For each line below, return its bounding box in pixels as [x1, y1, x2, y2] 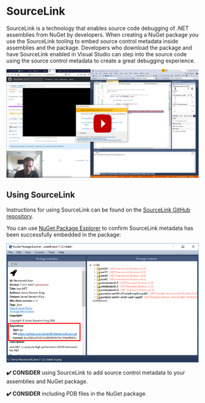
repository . [6, 212, 34, 220]
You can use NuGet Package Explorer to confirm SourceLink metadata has [6, 224, 193, 232]
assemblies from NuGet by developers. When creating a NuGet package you [6, 31, 199, 38]
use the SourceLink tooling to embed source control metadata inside [6, 37, 179, 45]
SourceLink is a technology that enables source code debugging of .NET [6, 24, 189, 32]
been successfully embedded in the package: [6, 231, 121, 238]
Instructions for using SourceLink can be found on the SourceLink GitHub [6, 206, 191, 213]
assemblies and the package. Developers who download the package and [6, 44, 192, 51]
